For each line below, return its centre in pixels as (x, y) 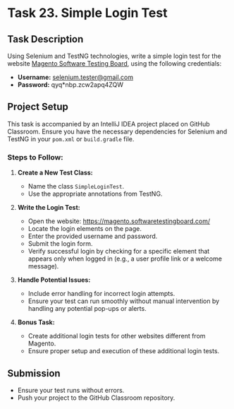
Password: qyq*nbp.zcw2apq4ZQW (70, 85)
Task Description (45, 39)
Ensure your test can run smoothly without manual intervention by (124, 301)
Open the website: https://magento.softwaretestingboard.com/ (119, 221)
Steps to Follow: (35, 157)
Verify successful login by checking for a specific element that (119, 251)
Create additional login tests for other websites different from (117, 336)
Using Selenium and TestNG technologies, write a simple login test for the (114, 56)
